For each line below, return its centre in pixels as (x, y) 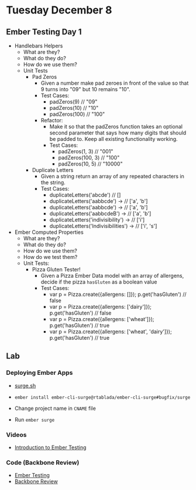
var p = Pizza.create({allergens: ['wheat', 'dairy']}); (111, 332)
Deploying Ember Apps (39, 373)
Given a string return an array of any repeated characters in (112, 176)
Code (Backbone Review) (43, 463)
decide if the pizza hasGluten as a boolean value (99, 282)
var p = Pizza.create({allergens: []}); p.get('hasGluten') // (118, 294)
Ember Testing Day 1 (44, 32)
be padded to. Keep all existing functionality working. (114, 139)
